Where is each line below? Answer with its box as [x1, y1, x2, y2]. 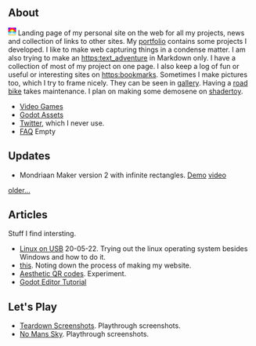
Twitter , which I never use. [19, 118, 105, 128]
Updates [8, 149, 51, 163]
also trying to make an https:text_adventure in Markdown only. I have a [8, 53, 236, 62]
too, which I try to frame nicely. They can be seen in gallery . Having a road [8, 78, 248, 87]
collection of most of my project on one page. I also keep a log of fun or [8, 61, 240, 71]
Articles [8, 208, 49, 222]
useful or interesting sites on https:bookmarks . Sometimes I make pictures [8, 70, 248, 79]
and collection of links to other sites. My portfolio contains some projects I [8, 36, 247, 46]
